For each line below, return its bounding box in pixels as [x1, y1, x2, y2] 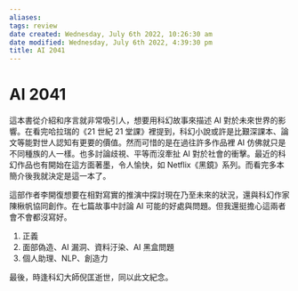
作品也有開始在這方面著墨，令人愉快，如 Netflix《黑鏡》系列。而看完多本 [16, 159, 285, 170]
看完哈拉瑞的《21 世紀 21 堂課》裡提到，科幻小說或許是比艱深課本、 [32, 126, 282, 137]
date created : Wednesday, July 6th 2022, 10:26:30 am [9, 29, 213, 38]
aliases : [9, 12, 42, 22]
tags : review [9, 21, 58, 30]
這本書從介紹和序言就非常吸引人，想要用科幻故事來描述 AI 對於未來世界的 [9, 115, 278, 125]
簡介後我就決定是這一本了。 [9, 171, 111, 182]
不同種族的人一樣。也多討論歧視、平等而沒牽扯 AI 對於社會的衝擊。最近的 [9, 149, 278, 159]
